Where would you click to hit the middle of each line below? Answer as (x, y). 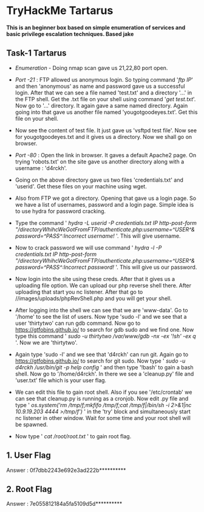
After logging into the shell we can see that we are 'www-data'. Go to (101, 310)
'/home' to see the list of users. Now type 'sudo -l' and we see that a (101, 316)
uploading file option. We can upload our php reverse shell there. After (103, 285)
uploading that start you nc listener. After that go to (79, 292)
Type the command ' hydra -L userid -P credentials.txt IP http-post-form (106, 222)
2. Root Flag (29, 489)
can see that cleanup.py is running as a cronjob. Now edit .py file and (102, 398)
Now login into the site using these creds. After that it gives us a (95, 279)
